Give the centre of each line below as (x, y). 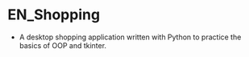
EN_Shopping (54, 15)
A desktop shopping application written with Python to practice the (130, 37)
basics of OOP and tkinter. (62, 45)
